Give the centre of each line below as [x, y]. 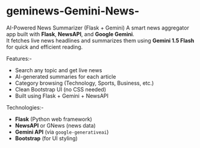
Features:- [19, 58]
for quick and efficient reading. [45, 47]
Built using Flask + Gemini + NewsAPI [62, 96]
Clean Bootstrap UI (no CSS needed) [61, 89]
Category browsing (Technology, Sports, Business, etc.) [84, 83]
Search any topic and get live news [58, 70]
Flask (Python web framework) [53, 119]
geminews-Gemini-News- [73, 11]
